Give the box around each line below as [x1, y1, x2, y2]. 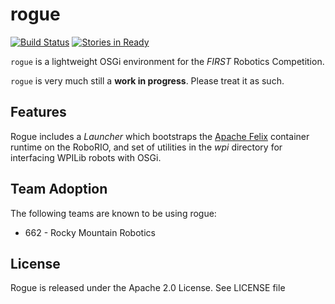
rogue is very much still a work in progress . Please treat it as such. [10, 74, 285, 87]
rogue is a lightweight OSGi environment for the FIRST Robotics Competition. [10, 55, 325, 67]
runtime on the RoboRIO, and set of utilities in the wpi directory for [10, 141, 283, 153]
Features [10, 104, 67, 121]
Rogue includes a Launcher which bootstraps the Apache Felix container [10, 130, 310, 142]
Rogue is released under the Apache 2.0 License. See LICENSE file [10, 282, 286, 294]
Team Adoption [10, 181, 108, 198]
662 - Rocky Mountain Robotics [24, 226, 156, 238]
